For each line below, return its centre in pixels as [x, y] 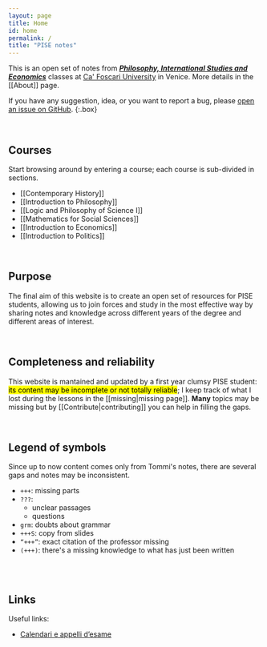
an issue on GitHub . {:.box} [53, 110]
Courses [30, 150]
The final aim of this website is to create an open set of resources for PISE [131, 295]
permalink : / [30, 38]
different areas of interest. [51, 321]
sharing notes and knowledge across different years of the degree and [125, 312]
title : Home [28, 23]
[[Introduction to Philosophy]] [69, 202]
